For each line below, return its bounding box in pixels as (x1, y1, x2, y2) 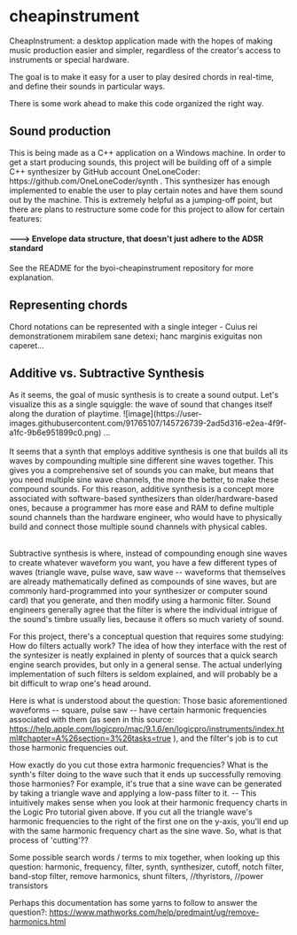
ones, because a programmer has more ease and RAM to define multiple (9, 503, 275, 513)
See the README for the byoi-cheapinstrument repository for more (9, 262, 254, 273)
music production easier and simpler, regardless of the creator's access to (9, 44, 281, 55)
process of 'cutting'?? (9, 835, 89, 845)
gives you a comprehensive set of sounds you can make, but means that (9, 464, 275, 475)
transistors (9, 880, 49, 891)
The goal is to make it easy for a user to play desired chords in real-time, (9, 71, 275, 82)
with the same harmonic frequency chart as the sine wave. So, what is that (9, 825, 282, 836)
